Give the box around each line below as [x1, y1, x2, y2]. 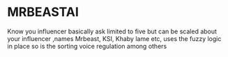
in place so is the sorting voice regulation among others [7, 42, 167, 50]
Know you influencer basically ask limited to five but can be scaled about [7, 27, 218, 35]
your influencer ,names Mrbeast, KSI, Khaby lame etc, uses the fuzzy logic [7, 34, 222, 42]
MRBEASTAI [7, 4, 79, 20]
